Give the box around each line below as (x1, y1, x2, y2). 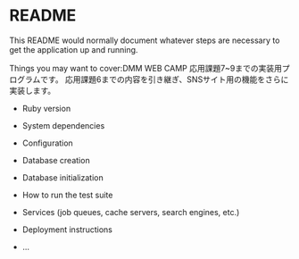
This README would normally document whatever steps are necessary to (9, 35, 280, 46)
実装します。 (9, 85, 56, 96)
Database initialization (21, 171, 104, 183)
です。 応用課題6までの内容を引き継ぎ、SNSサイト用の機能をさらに (39, 73, 289, 85)
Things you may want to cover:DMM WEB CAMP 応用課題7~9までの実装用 (9, 63, 283, 73)
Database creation (21, 155, 91, 165)
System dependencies (21, 120, 105, 130)
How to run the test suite (21, 189, 113, 200)
